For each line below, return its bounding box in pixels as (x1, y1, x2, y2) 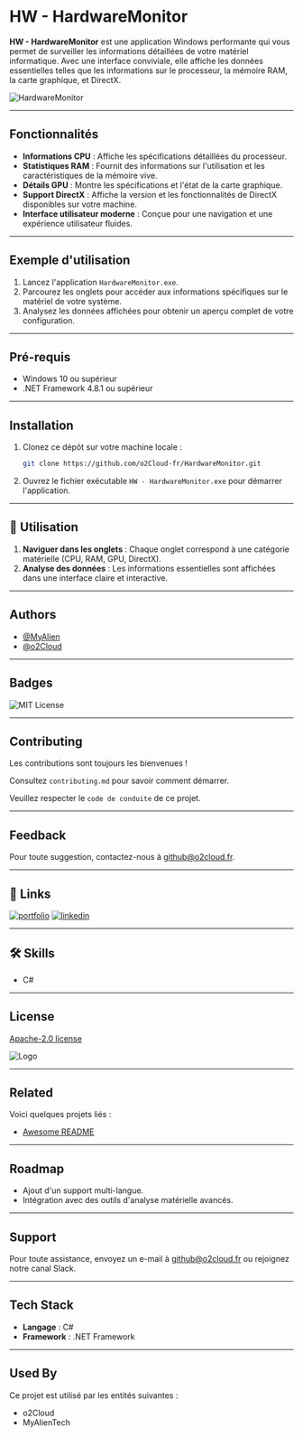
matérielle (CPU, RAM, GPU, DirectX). (22, 553, 162, 564)
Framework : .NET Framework (22, 1330, 135, 1342)
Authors (9, 607, 57, 622)
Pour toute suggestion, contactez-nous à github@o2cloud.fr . (9, 852, 235, 863)
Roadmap (9, 1161, 65, 1176)
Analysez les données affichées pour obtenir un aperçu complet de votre (22, 305, 294, 316)
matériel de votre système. (22, 295, 122, 306)
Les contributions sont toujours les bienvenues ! (9, 758, 188, 769)
